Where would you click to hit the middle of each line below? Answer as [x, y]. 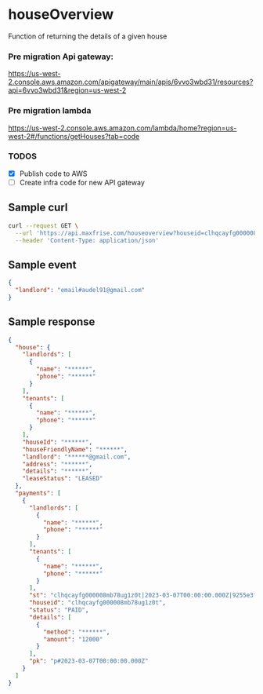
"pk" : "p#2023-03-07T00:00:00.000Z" [88, 661]
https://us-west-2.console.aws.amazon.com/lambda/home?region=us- [122, 128]
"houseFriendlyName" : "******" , [75, 449]
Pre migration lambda [50, 111]
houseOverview [61, 15]
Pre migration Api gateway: [61, 57]
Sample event [42, 265]
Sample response [52, 322]
